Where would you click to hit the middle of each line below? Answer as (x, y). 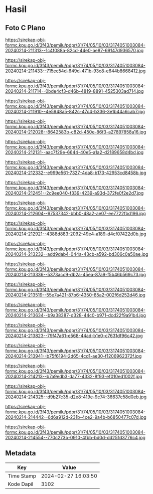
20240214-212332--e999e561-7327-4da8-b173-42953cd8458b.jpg (76, 173)
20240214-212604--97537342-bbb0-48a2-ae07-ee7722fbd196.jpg (76, 213)
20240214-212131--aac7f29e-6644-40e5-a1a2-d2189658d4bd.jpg (74, 152)
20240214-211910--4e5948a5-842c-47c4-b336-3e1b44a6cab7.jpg (75, 112)
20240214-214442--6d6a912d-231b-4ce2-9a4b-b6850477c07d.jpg (76, 417)
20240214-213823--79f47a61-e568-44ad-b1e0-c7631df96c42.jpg (74, 336)
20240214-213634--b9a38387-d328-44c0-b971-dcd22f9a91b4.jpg (76, 315)
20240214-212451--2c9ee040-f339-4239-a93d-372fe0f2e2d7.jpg (74, 193)
